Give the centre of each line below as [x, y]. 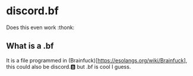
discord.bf [33, 11]
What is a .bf [30, 46]
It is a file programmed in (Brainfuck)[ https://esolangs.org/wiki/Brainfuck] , [97, 60]
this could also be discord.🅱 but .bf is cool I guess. [69, 66]
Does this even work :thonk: [40, 27]
